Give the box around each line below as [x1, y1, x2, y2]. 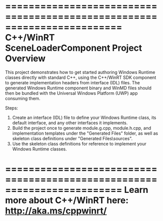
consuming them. [5, 95, 41, 101]
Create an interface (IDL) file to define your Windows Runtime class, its [12, 114, 157, 120]
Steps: [5, 105, 18, 111]
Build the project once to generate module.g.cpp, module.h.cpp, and [12, 125, 152, 131]
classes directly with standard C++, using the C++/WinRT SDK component [5, 74, 157, 80]
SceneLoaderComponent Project [5, 42, 142, 54]
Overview [5, 53, 46, 64]
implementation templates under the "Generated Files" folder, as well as [12, 130, 159, 136]
